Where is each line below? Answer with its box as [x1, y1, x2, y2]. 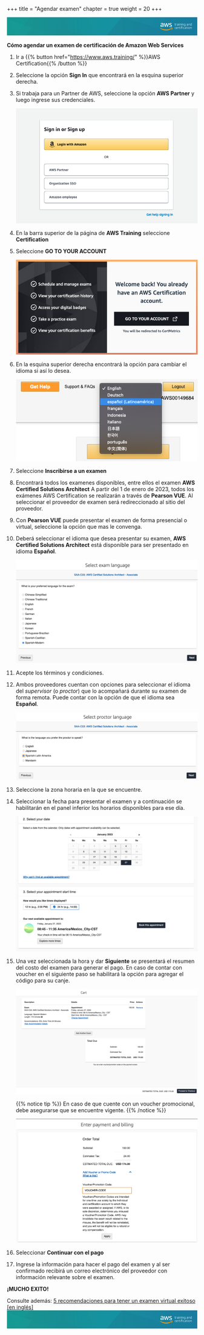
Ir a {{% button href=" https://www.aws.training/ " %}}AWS [15, 53, 161, 60]
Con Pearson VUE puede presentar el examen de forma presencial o [15, 516, 187, 524]
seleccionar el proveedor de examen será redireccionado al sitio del [15, 498, 185, 506]
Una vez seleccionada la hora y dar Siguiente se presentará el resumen [15, 957, 195, 965]
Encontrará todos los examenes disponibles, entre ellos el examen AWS [15, 479, 196, 486]
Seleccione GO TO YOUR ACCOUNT [15, 248, 107, 255]
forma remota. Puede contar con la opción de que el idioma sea [15, 693, 175, 701]
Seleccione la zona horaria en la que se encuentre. [15, 786, 143, 793]
